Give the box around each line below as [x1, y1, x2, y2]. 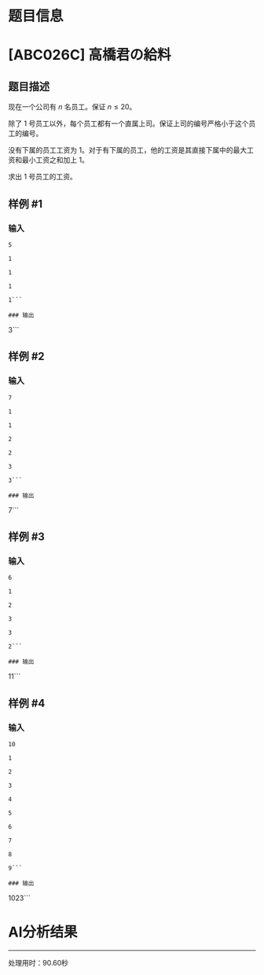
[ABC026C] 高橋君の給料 [8, 46, 171, 64]
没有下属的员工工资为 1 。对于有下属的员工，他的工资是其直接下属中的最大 [8, 145, 247, 155]
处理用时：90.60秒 [8, 958, 69, 967]
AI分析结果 [8, 923, 78, 941]
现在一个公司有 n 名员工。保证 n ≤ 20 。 [8, 102, 137, 112]
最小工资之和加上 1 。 [21, 155, 89, 165]
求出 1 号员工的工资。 [8, 172, 77, 182]
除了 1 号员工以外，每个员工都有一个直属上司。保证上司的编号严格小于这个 [8, 119, 249, 128]
